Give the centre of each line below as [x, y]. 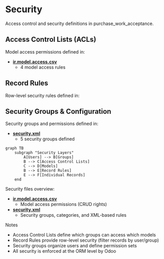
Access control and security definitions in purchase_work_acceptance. [79, 23]
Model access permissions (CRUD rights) [63, 204]
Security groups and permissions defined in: [52, 124]
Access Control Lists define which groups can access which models [84, 235]
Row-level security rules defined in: [43, 95]
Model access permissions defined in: [45, 51]
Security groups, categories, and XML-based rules [73, 215]
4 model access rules [43, 67]
